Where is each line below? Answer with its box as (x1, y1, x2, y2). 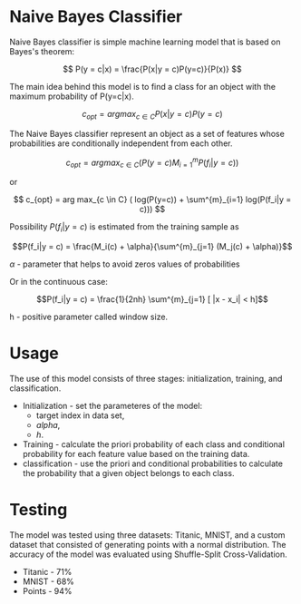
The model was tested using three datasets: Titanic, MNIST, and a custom (9, 529, 286, 541)
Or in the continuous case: (9, 276, 109, 287)
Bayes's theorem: (9, 45, 75, 56)
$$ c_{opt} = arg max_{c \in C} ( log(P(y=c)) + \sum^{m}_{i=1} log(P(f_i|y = (13, 194, 292, 205)
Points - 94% (22, 585, 73, 596)
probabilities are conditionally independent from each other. (9, 138, 233, 149)
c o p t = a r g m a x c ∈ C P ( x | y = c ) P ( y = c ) (81, 108, 224, 122)
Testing (9, 500, 68, 521)
